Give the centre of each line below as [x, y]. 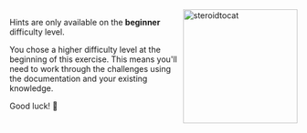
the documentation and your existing [79, 78]
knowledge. [32, 88]
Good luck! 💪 [34, 106]
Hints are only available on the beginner [85, 22]
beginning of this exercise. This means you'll [94, 59]
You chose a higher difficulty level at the [85, 50]
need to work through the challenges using [90, 69]
